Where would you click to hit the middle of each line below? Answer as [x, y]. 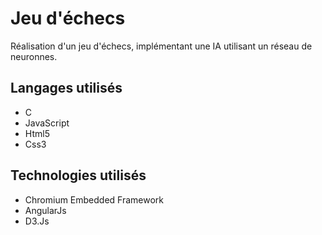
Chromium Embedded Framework [94, 199]
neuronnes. [34, 56]
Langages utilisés [66, 88]
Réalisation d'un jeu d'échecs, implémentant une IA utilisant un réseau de [161, 46]
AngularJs [45, 210]
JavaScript [47, 123]
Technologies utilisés [78, 175]
